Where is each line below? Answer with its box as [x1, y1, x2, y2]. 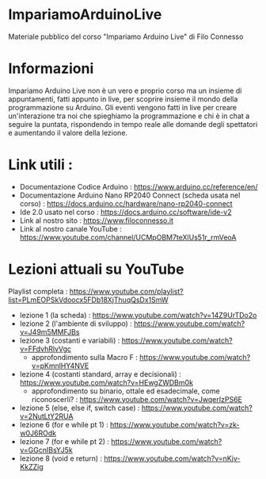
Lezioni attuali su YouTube [8, 260, 184, 278]
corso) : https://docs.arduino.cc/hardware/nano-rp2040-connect [19, 198, 233, 208]
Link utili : [8, 156, 74, 174]
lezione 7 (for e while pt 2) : [19, 436, 109, 446]
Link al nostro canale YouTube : [19, 224, 123, 233]
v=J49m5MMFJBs [19, 327, 80, 336]
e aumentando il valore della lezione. [8, 128, 128, 137]
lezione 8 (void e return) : [19, 454, 103, 463]
